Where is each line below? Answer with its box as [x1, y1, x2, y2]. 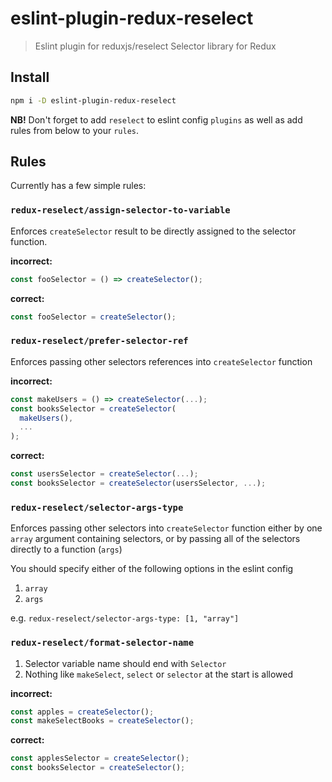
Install [10, 69, 50, 86]
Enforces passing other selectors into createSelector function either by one [10, 522, 323, 534]
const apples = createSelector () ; [10, 707, 155, 717]
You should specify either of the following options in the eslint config [10, 563, 294, 575]
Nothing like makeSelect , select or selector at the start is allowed [24, 668, 294, 680]
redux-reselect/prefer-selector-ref [10, 335, 189, 347]
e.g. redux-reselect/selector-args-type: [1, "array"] [10, 612, 240, 624]
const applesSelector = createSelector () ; [10, 753, 190, 764]
